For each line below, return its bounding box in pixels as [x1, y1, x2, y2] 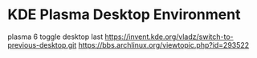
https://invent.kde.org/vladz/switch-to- [104, 32, 234, 41]
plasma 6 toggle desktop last [7, 32, 104, 41]
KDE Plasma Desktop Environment [7, 6, 241, 24]
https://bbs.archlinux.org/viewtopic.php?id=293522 [78, 40, 250, 49]
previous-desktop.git [7, 40, 77, 49]
